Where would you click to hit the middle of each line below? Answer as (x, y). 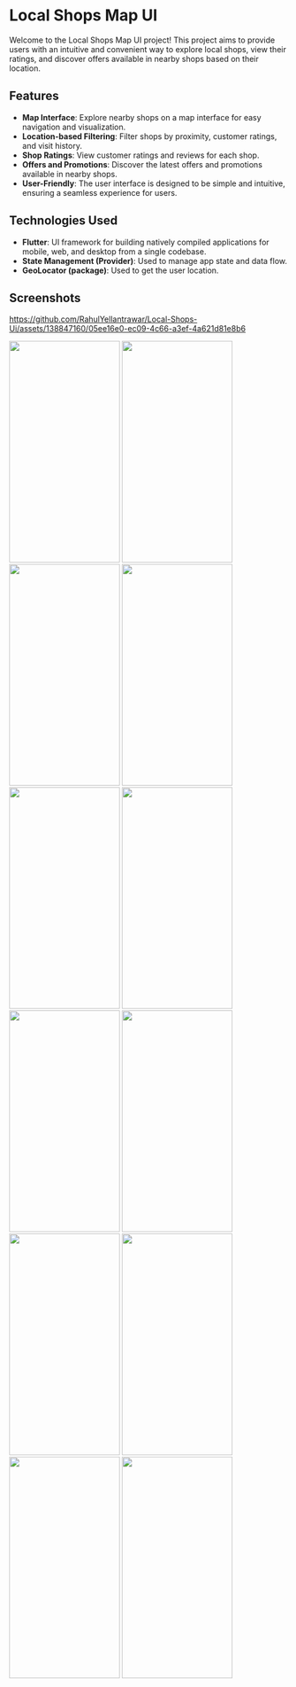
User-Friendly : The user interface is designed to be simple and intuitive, (153, 183)
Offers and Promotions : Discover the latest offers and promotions (142, 164)
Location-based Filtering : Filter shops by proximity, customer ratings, (149, 136)
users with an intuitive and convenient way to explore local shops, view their (148, 49)
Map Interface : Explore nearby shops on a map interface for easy (142, 117)
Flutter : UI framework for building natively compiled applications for (145, 242)
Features (34, 96)
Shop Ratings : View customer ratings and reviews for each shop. (140, 155)
